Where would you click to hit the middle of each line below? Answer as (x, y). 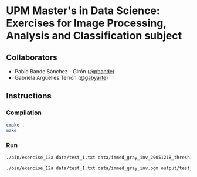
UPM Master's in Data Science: (83, 11)
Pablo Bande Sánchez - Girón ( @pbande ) (64, 71)
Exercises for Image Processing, (86, 23)
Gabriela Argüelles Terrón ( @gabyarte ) (61, 78)
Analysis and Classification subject (94, 36)
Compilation (24, 113)
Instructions (29, 96)
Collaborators (32, 57)
